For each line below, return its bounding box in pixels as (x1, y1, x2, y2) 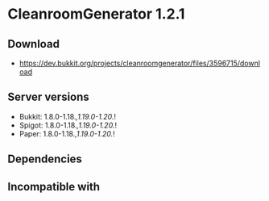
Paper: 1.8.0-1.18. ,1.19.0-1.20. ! (19, 128, 115, 138)
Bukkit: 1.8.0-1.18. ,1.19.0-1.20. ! (19, 111, 116, 121)
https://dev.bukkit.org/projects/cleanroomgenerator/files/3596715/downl (19, 58, 261, 68)
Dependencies (7, 153, 82, 166)
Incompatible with (7, 179, 101, 194)
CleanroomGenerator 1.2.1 (7, 5, 185, 23)
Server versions (7, 90, 89, 104)
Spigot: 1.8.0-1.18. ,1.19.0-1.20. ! (19, 120, 118, 130)
